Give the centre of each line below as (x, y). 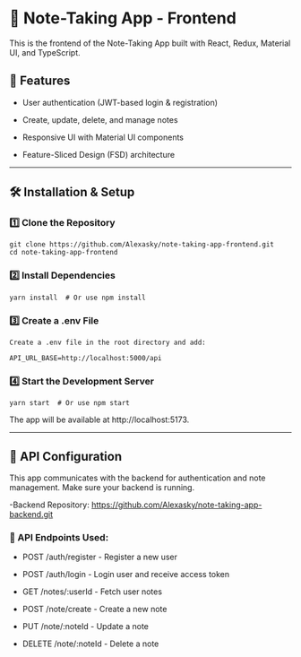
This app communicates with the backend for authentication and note (138, 478)
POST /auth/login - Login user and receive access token (126, 575)
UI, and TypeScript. (45, 52)
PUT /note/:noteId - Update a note (86, 627)
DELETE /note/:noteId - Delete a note (90, 644)
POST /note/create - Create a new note (95, 609)
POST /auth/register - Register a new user (99, 557)
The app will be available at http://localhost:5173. (99, 419)
